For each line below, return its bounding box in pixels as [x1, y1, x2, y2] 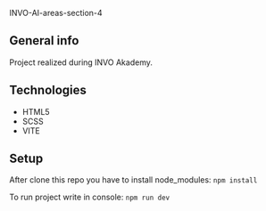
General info [9, 33, 79, 48]
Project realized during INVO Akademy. [9, 57, 154, 68]
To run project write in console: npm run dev [9, 191, 170, 203]
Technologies [9, 83, 87, 98]
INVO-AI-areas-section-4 [9, 8, 103, 18]
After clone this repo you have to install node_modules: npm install [9, 174, 258, 185]
